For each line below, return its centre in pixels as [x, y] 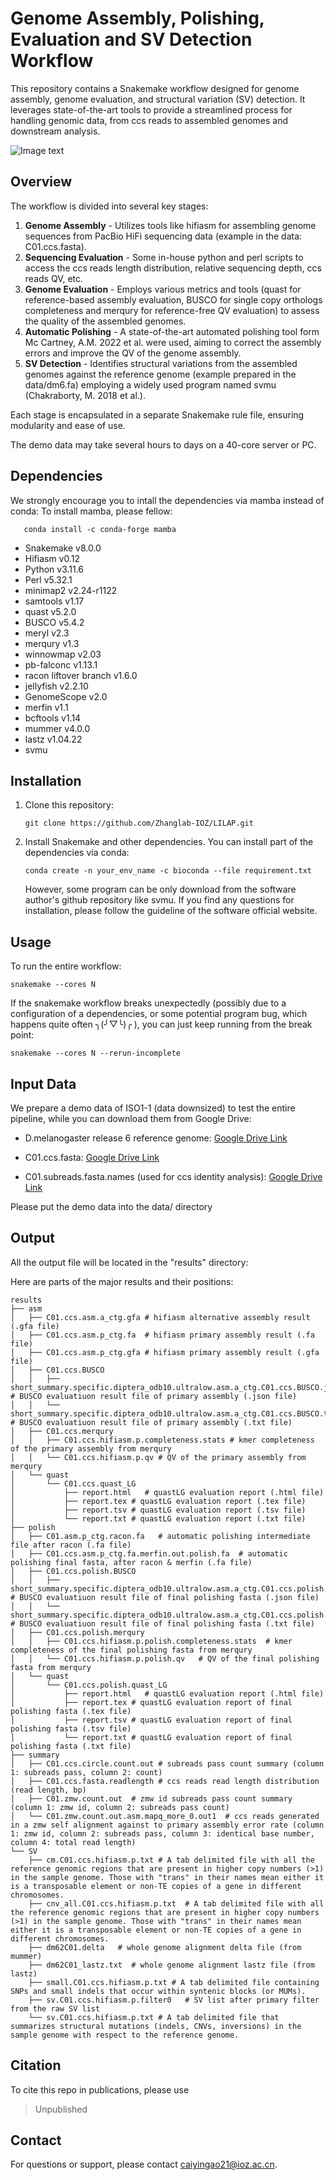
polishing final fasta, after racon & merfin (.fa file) [131, 1562]
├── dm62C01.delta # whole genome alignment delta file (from [165, 1947]
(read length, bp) [48, 1790]
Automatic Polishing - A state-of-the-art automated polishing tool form [172, 331]
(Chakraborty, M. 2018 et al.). [85, 395]
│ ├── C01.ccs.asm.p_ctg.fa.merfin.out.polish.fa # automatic [149, 1553]
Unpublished [61, 2109]
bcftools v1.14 [53, 718]
